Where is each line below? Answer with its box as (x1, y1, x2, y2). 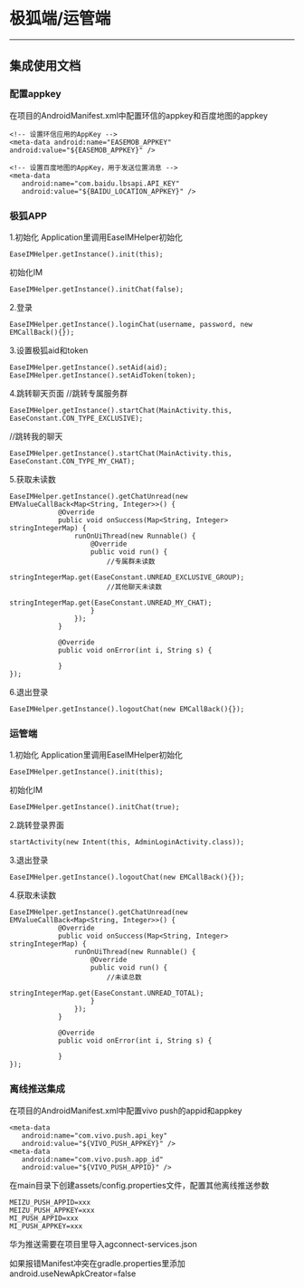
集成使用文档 (9, 58, 81, 73)
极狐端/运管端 (9, 8, 111, 29)
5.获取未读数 (9, 473, 56, 484)
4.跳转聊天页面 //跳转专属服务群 (9, 387, 128, 398)
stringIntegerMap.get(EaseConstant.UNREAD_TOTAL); (9, 988, 204, 998)
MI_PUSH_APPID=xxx (9, 1214, 79, 1223)
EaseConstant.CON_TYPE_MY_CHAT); (9, 456, 136, 466)
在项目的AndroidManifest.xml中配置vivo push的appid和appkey (9, 1105, 242, 1116)
